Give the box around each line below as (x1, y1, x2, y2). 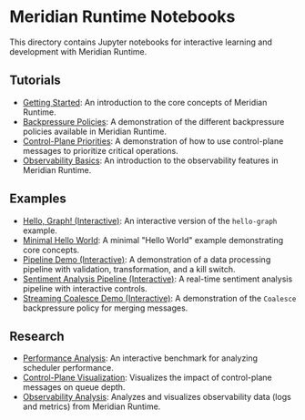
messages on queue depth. (22, 382, 126, 393)
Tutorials (9, 73, 61, 88)
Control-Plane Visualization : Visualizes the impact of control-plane (22, 372, 273, 384)
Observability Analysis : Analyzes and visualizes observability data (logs (22, 392, 291, 403)
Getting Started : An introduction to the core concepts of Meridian (22, 97, 268, 108)
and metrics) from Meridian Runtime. (22, 401, 161, 412)
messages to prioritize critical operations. (22, 145, 179, 156)
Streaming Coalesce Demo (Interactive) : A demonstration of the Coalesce (22, 292, 297, 303)
